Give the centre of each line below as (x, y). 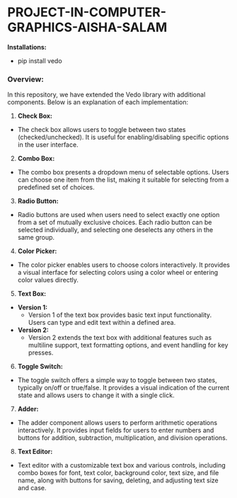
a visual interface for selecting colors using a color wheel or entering (118, 272)
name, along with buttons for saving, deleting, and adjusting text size (118, 480)
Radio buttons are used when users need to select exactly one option (118, 215)
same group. (36, 238)
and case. (32, 488)
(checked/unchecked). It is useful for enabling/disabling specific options (123, 137)
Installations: (27, 47)
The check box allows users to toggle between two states (102, 130)
